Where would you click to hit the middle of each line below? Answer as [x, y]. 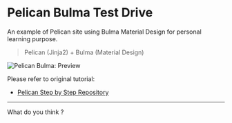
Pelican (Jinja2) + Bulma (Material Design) [84, 52]
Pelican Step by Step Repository [63, 92]
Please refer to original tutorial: [51, 79]
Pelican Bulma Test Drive [80, 13]
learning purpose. [32, 38]
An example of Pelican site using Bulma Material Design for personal [104, 32]
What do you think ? [36, 112]
